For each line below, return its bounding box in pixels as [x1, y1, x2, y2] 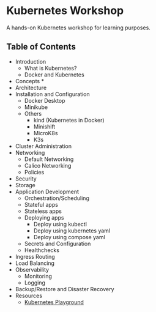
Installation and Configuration [15, 90, 90, 98]
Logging [24, 279, 46, 286]
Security [15, 175, 37, 182]
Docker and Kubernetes [24, 71, 84, 78]
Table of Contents [6, 42, 76, 52]
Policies [24, 168, 45, 176]
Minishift [33, 123, 56, 130]
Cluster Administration [15, 142, 72, 150]
